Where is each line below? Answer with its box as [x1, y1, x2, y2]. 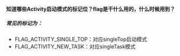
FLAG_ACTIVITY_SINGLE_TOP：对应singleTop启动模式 [14, 36, 148, 43]
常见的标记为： [6, 20, 42, 27]
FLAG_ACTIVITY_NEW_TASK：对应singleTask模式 [14, 43, 136, 50]
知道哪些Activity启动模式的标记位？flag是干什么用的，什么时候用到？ [6, 5, 175, 12]
